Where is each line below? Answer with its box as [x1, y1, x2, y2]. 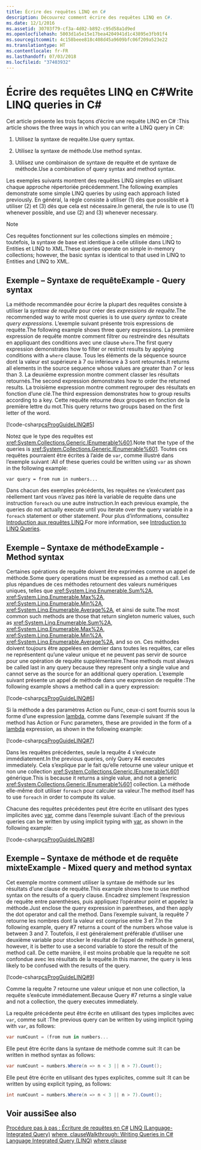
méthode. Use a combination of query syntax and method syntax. [14, 165, 176, 173]
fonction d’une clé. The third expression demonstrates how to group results [6, 390, 191, 398]
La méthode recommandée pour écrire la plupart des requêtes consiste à [6, 301, 187, 308]
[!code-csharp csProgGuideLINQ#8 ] [6, 836, 95, 843]
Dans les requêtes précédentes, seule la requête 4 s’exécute [6, 749, 156, 756]
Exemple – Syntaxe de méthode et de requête [6, 853, 179, 864]
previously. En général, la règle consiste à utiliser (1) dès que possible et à [6, 196, 189, 203]
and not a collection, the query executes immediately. [6, 998, 139, 1005]
